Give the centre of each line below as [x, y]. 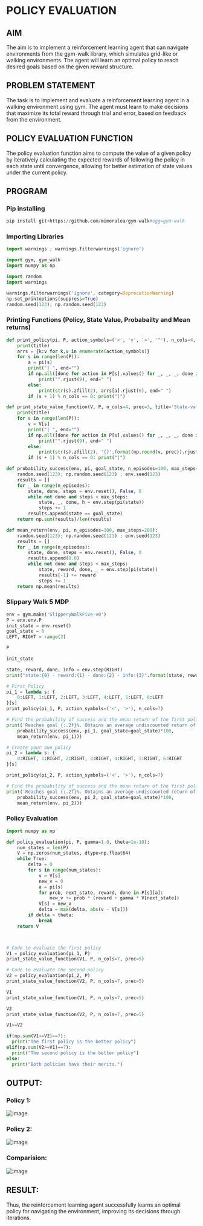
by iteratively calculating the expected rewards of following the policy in [96, 159]
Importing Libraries [35, 236]
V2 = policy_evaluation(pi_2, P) [48, 976]
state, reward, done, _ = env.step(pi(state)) [98, 570]
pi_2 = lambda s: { [31, 753]
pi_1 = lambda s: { [31, 692]
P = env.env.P [24, 620]
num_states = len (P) [43, 847]
